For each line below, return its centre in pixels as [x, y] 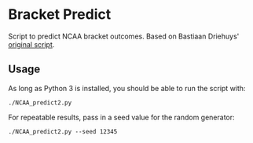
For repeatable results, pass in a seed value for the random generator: [121, 117]
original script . [31, 44]
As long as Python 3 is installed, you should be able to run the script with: [127, 88]
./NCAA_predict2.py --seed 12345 [63, 131]
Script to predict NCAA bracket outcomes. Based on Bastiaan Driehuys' [124, 36]
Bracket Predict [60, 15]
